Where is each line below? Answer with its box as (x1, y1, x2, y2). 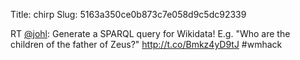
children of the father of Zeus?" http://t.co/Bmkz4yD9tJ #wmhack (10, 39, 283, 50)
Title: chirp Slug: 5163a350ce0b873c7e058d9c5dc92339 (10, 9, 247, 20)
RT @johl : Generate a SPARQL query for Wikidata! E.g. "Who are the (10, 28, 291, 39)
